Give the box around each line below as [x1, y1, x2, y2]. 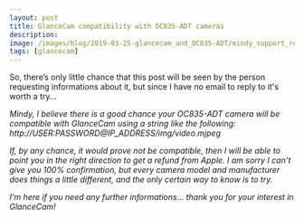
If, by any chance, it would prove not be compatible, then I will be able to [9, 146, 281, 157]
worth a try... [9, 91, 57, 102]
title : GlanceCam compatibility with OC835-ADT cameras [9, 22, 224, 31]
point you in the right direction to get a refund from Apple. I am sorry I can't [9, 155, 291, 166]
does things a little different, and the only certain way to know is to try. [9, 174, 273, 186]
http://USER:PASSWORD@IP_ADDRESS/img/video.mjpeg [9, 128, 222, 138]
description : [9, 30, 59, 39]
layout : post [9, 13, 59, 23]
